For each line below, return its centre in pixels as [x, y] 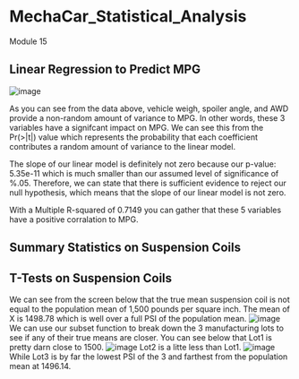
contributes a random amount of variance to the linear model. [122, 146]
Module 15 [28, 41]
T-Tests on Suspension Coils [91, 278]
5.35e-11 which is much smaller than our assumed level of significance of [144, 173]
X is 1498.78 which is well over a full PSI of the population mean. [128, 318]
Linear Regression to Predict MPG [105, 69]
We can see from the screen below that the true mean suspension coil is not [150, 299]
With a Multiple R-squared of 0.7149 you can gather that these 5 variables [145, 210]
